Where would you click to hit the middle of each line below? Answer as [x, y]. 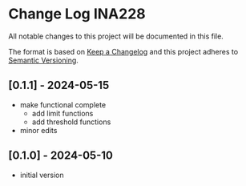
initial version [42, 175]
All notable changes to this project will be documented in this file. [116, 36]
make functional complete [63, 104]
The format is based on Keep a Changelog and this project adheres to [123, 51]
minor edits [38, 130]
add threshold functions [71, 122]
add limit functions [63, 113]
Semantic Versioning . [43, 60]
